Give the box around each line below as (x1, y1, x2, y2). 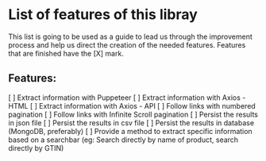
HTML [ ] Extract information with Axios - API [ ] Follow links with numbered (8, 101, 256, 110)
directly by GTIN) (8, 143, 64, 152)
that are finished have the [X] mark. (8, 48, 125, 58)
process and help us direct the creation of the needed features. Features (8, 40, 246, 49)
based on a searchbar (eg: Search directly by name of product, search (8, 135, 239, 144)
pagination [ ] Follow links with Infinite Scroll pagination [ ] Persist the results (8, 109, 258, 119)
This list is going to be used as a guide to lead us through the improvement (8, 32, 253, 41)
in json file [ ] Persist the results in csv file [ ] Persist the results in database (8, 117, 255, 128)
